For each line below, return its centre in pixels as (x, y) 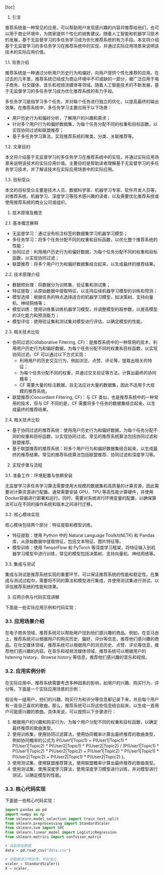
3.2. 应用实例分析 (25, 671)
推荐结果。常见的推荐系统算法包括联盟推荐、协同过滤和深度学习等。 (89, 455)
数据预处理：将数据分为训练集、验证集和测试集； (61, 285)
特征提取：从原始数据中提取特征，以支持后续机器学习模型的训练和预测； (85, 291)
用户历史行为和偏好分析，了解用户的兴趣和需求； (61, 118)
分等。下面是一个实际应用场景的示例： (43, 689)
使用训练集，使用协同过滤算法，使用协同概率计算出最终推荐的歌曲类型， (85, 734)
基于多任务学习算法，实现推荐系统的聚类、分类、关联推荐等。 (74, 136)
